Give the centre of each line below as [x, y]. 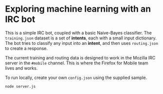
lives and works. [21, 68]
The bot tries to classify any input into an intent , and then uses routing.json [81, 43]
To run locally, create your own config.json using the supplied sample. [76, 77]
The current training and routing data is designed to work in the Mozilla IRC [80, 57]
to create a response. [26, 48]
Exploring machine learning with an [78, 9]
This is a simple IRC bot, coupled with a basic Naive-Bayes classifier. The [79, 33]
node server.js [20, 86]
